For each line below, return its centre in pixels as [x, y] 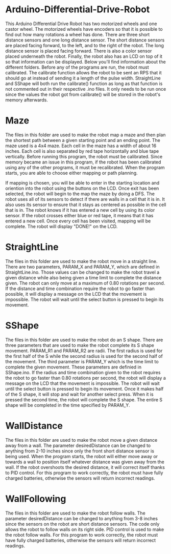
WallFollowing [36, 499]
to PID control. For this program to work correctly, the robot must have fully [84, 473]
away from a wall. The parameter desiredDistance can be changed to [78, 445]
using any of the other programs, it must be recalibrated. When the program [85, 167]
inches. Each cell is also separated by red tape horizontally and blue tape [82, 151]
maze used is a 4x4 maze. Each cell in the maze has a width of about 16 [81, 146]
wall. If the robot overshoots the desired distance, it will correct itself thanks [85, 467]
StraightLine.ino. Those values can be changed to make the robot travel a [82, 272]
